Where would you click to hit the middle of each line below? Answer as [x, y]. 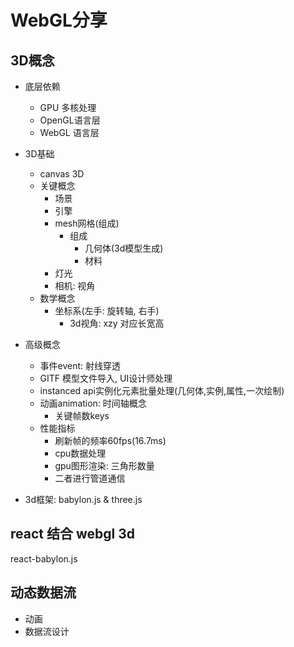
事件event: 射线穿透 [80, 365]
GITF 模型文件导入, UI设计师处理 [106, 378]
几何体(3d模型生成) [124, 248]
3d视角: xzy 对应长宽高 [117, 323]
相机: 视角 [75, 285]
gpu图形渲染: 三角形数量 [104, 465]
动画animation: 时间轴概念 [93, 403]
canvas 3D [62, 174]
